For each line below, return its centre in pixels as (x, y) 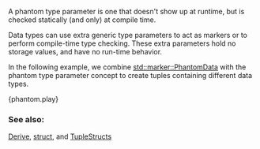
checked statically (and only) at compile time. (82, 20)
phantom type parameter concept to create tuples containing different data (130, 75)
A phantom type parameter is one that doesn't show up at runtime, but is (126, 11)
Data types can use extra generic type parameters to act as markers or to (128, 35)
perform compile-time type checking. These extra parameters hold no (122, 43)
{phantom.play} (34, 99)
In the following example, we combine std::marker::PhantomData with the (127, 67)
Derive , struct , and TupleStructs (60, 136)
